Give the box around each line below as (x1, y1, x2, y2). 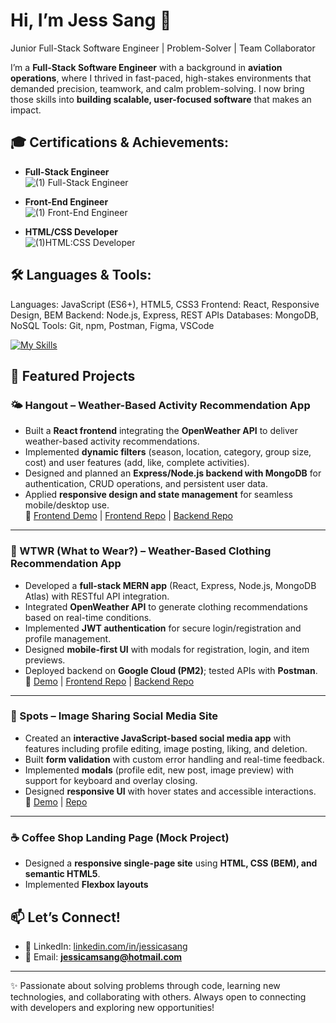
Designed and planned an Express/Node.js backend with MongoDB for (24, 467, 322, 479)
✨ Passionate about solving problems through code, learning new (10, 979, 281, 991)
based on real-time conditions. (24, 611, 152, 623)
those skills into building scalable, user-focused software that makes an (10, 93, 312, 105)
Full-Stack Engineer (24, 165, 110, 178)
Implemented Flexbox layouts (24, 879, 149, 891)
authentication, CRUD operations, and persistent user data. (24, 478, 268, 490)
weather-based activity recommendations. (24, 435, 200, 448)
